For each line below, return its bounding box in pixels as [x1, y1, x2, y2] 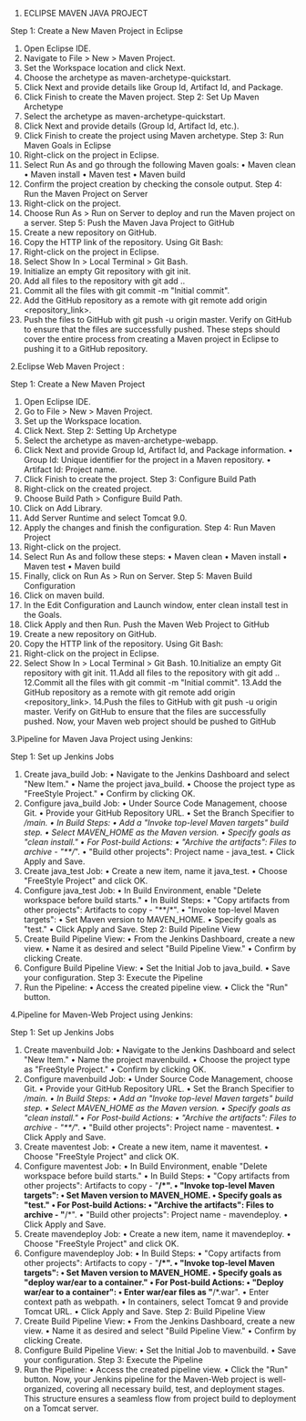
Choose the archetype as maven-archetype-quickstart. [23, 72, 231, 83]
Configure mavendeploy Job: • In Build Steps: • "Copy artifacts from [23, 1248, 281, 1259]
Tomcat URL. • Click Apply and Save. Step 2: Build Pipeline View [23, 1306, 266, 1316]
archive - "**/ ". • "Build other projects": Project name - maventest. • [23, 1122, 280, 1133]
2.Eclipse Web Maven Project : [10, 361, 126, 372]
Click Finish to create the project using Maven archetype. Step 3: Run [23, 130, 285, 140]
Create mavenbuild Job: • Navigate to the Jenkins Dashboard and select [23, 1045, 296, 1055]
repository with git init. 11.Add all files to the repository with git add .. [23, 667, 280, 678]
